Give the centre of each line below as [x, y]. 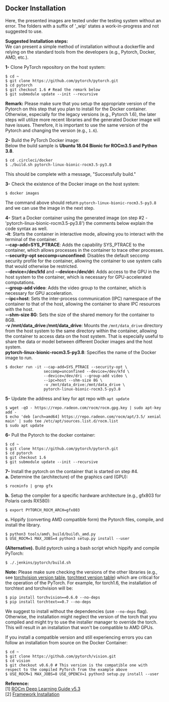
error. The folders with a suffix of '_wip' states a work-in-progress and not [82, 26]
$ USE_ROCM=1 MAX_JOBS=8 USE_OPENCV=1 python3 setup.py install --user [82, 674]
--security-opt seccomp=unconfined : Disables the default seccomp [77, 255]
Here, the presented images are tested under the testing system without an [83, 20]
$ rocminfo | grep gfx [29, 486]
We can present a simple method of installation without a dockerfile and [80, 46]
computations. [20, 282]
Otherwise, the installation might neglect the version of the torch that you [81, 616]
